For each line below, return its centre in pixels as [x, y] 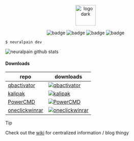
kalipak [17, 93]
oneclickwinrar [25, 110]
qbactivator [22, 85]
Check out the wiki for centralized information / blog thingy [67, 133]
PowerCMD [22, 102]
